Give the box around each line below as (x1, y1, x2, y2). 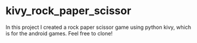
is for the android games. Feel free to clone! (5, 29, 113, 37)
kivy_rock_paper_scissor (5, 4, 132, 18)
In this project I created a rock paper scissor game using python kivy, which (5, 24, 192, 31)
